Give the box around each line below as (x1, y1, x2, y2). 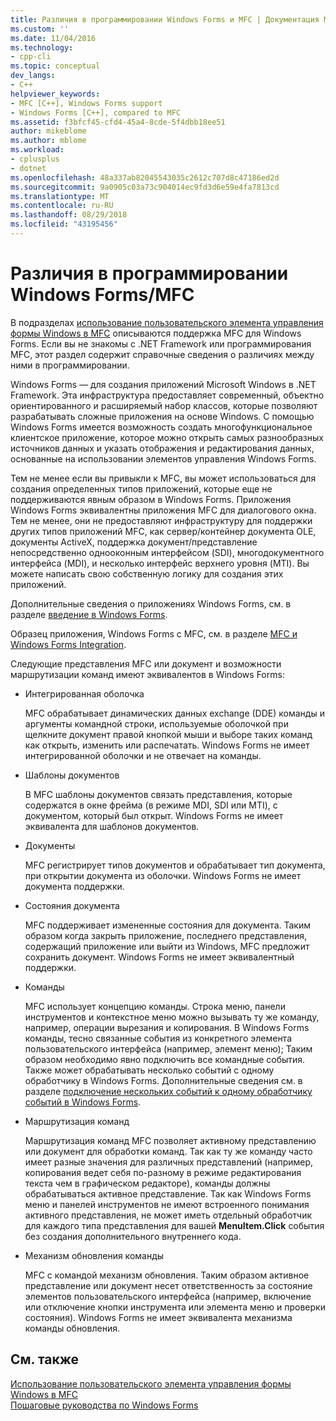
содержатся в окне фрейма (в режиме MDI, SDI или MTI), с (24, 799, 278, 811)
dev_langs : (10, 71, 56, 81)
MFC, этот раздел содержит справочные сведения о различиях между (10, 348, 315, 360)
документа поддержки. (24, 880, 125, 892)
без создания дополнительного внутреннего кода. (24, 1230, 242, 1242)
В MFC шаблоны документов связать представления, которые (24, 788, 293, 800)
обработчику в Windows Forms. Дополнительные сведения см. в (24, 1074, 303, 1086)
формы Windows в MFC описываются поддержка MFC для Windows (10, 327, 302, 339)
